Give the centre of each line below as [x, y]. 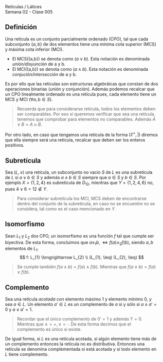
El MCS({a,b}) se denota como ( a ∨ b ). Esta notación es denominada [81, 59]
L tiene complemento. [27, 354]
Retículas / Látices [24, 7]
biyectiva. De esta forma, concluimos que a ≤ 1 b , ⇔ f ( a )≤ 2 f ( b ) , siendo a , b [79, 243]
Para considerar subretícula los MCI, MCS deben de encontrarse [82, 199]
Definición [21, 27]
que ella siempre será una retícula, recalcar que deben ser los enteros [75, 140]
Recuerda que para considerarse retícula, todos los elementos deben [86, 109]
